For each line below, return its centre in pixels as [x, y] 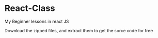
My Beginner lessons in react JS [37, 21]
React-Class [30, 8]
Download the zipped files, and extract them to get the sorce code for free [79, 30]
